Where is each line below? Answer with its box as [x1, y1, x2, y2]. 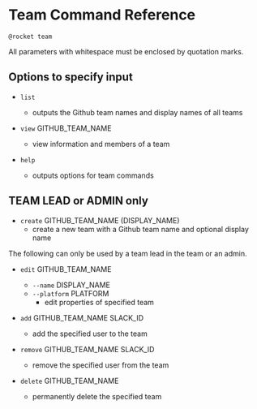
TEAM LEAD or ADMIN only [8, 194, 148, 208]
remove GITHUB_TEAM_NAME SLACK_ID [19, 344, 155, 354]
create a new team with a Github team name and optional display [32, 224, 250, 234]
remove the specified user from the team [32, 359, 169, 370]
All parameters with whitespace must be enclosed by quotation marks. [8, 46, 244, 56]
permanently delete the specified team [32, 391, 162, 401]
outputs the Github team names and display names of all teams [32, 107, 243, 117]
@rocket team [8, 32, 53, 41]
